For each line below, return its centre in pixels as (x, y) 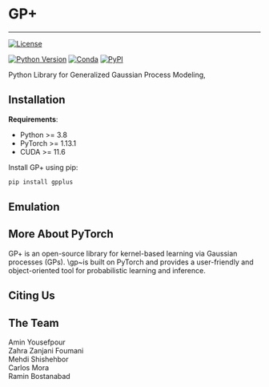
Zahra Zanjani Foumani (46, 351)
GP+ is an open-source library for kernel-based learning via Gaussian (123, 253)
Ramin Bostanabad (39, 377)
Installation (37, 100)
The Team (34, 322)
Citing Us (32, 296)
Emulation (34, 207)
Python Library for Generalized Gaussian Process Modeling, (107, 75)
